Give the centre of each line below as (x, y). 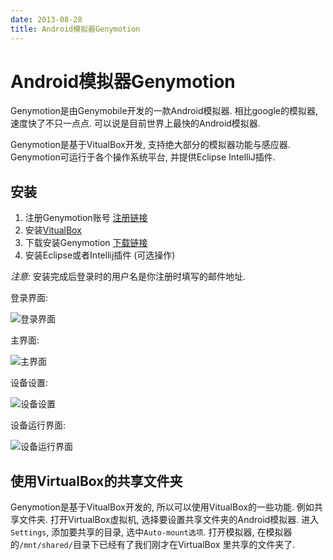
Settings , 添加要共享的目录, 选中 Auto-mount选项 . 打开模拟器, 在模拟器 (151, 532)
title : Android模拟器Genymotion (75, 29)
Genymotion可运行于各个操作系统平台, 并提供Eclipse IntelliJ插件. (143, 157)
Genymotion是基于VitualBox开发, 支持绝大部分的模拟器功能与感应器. (150, 145)
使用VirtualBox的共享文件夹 (96, 481)
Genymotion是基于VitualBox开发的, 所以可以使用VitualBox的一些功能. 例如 (162, 507)
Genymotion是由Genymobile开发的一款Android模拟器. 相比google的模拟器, (164, 111)
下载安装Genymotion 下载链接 (86, 243)
